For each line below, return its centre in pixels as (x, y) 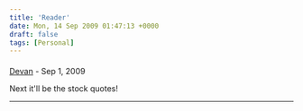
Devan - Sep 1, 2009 (47, 71)
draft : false (34, 34)
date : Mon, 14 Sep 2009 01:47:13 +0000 (84, 26)
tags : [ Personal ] (42, 43)
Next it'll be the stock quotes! (64, 88)
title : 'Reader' (40, 17)
